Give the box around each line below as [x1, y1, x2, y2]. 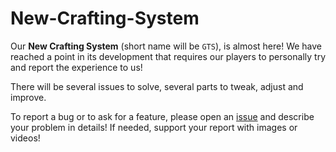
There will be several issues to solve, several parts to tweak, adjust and [10, 80, 304, 92]
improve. [10, 91, 47, 103]
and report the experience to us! [10, 61, 143, 73]
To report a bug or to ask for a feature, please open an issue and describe [10, 110, 315, 122]
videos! [10, 132, 41, 144]
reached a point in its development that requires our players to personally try [10, 50, 326, 62]
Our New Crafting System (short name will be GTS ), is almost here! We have [10, 40, 323, 52]
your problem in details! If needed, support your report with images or [10, 121, 298, 133]
